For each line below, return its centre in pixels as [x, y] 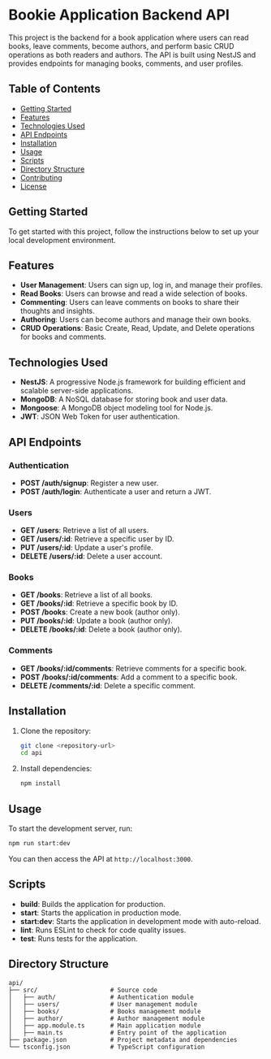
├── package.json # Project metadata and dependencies [123, 1039]
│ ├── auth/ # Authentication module [101, 997]
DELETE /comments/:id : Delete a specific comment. [108, 685]
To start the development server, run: [70, 829]
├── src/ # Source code [83, 990]
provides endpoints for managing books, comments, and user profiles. [126, 63]
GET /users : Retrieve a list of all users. [84, 531]
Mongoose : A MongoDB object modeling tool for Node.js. [116, 408]
